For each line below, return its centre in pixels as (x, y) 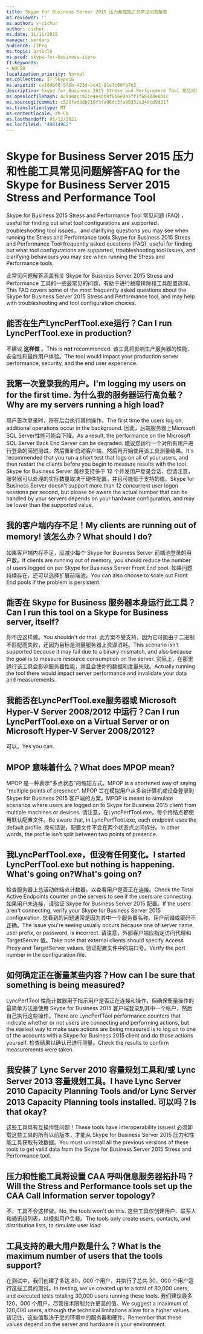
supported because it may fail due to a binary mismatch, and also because (99, 652)
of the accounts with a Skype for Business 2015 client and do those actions (100, 1035)
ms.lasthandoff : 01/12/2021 (42, 119)
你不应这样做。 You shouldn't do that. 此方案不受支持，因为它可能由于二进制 (101, 637)
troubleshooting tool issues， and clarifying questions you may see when (98, 230)
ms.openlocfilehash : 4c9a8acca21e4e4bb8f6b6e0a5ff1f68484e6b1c (88, 96)
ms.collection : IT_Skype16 (40, 79)
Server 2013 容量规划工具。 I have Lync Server (94, 1081)
